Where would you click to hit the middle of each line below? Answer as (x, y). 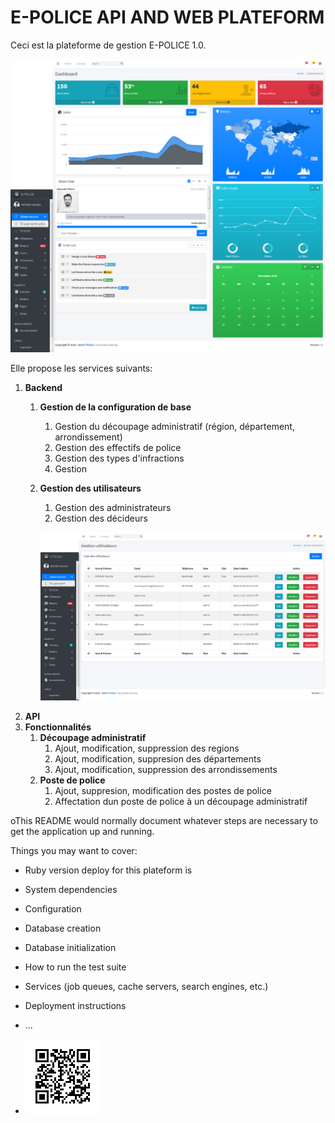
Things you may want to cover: (74, 850)
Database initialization (70, 947)
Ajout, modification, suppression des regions (147, 748)
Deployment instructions (75, 1005)
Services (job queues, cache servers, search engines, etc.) (146, 986)
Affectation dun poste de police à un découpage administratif (181, 801)
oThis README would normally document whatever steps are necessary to (164, 820)
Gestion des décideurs (101, 518)
